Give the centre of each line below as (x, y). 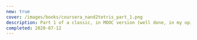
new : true (18, 11)
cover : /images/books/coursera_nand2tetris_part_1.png (74, 17)
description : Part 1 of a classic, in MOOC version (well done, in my (94, 22)
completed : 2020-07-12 (34, 28)
